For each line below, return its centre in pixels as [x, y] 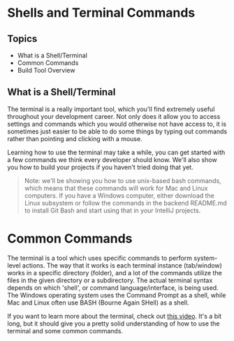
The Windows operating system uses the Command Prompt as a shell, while [117, 295]
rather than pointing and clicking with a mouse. [75, 138]
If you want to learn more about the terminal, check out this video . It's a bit [115, 316]
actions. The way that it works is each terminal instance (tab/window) [122, 265]
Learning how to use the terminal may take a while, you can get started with [116, 152]
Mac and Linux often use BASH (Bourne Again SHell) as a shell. [98, 303]
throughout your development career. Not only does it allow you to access [114, 116]
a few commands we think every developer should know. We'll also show [112, 159]
